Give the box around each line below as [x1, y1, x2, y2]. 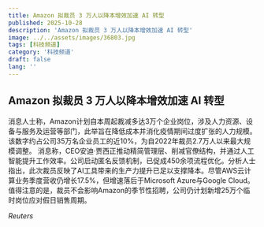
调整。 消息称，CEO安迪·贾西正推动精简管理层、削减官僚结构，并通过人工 [14, 146, 255, 155]
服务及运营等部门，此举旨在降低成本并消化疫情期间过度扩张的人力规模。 [21, 126, 257, 136]
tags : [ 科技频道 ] [8, 41, 61, 49]
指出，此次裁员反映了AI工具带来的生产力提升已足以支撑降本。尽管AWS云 [8, 166, 245, 175]
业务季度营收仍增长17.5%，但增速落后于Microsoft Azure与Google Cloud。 [14, 175, 255, 185]
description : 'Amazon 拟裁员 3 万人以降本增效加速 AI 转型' [8, 26, 193, 34]
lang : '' [8, 63, 37, 71]
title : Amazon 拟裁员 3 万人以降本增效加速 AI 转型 [8, 11, 165, 20]
